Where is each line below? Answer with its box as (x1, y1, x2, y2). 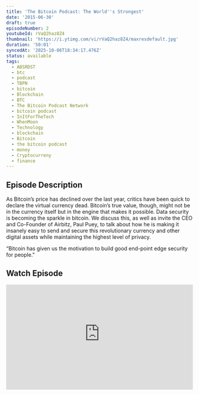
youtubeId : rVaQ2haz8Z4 (6, 31, 65, 37)
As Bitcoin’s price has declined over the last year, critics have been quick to (6, 195, 190, 203)
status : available (6, 53, 52, 59)
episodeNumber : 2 (6, 25, 49, 31)
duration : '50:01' (6, 42, 52, 48)
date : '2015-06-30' (6, 14, 54, 20)
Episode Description (6, 179, 83, 190)
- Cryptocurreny (11, 152, 52, 158)
